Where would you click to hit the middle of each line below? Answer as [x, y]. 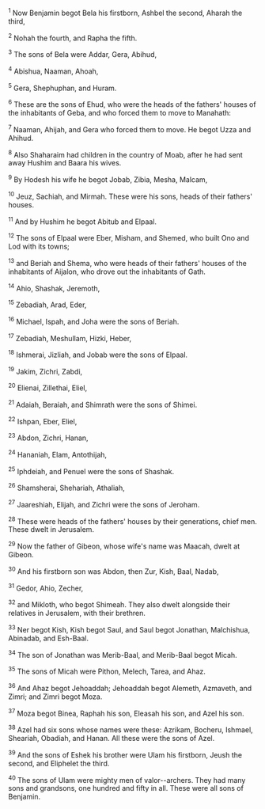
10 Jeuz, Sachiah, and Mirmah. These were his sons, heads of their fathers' [131, 196]
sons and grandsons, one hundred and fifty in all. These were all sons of [126, 788]
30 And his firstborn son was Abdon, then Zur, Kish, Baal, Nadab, [114, 571]
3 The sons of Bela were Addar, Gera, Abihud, [82, 53]
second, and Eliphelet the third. [59, 763]
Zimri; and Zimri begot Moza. [55, 697]
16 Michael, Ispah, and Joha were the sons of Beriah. [94, 321]
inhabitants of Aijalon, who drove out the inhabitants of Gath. [107, 272]
